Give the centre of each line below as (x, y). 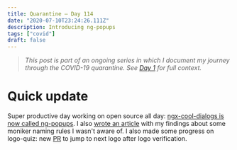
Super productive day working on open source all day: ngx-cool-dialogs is (116, 116)
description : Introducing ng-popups (61, 27)
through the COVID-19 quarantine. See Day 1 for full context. (113, 68)
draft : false (27, 40)
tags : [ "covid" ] (31, 34)
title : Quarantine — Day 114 (50, 14)
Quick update (48, 97)
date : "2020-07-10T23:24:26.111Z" (59, 21)
